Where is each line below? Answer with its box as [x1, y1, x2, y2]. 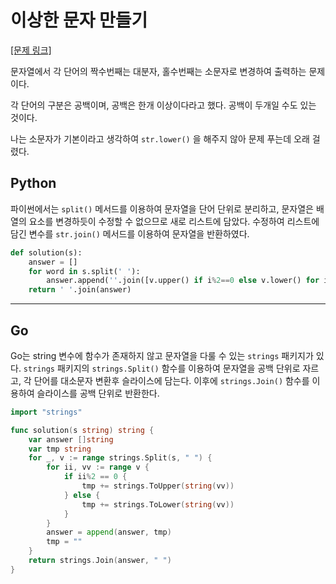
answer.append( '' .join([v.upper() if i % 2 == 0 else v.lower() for [46, 276, 320, 286]
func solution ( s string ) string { [10, 425, 155, 435]
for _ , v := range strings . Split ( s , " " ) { [28, 453, 213, 463]
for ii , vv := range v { [46, 462, 150, 473]
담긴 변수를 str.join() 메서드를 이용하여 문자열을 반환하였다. [10, 227, 250, 240]
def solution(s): [10, 247, 83, 258]
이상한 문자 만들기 [10, 9, 148, 32]
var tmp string [28, 444, 92, 454]
